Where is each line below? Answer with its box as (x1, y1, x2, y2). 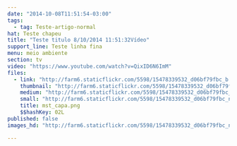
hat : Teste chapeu (7, 30, 61, 37)
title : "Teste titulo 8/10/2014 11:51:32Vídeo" (7, 37, 150, 44)
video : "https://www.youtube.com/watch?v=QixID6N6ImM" (7, 63, 172, 70)
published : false (7, 115, 59, 122)
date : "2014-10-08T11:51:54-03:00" (7, 10, 112, 18)
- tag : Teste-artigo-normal (13, 23, 97, 30)
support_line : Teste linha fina (7, 43, 102, 50)
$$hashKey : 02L (20, 109, 65, 116)
